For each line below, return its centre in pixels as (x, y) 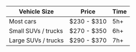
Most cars (23, 21)
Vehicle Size (36, 11)
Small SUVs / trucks (36, 31)
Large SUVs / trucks (36, 40)
